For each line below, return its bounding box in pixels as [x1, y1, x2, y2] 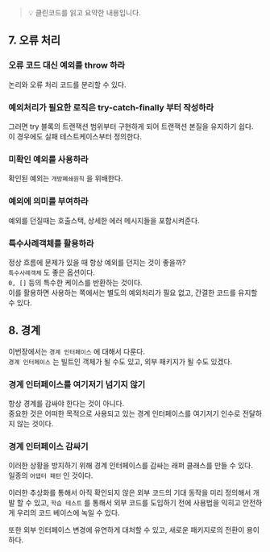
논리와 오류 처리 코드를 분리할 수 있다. [8, 80, 127, 89]
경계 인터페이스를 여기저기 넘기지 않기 [8, 379, 146, 390]
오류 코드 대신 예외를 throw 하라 [8, 60, 126, 71]
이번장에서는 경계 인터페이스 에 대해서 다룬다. [8, 347, 145, 356]
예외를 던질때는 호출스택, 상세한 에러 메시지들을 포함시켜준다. [8, 215, 200, 225]
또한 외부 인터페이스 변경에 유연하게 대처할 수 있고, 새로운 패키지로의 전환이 [8, 525, 245, 535]
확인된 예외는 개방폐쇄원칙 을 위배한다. [8, 173, 123, 184]
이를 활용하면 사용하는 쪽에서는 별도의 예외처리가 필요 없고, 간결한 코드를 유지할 [8, 288, 258, 297]
